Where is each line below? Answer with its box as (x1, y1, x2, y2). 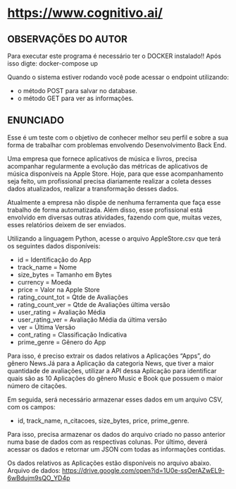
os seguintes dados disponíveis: (7, 241, 101, 250)
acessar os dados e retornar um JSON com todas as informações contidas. (7, 445, 226, 453)
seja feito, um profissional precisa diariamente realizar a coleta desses (7, 176, 212, 185)
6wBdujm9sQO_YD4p (7, 473, 70, 482)
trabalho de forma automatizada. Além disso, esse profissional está (7, 205, 203, 214)
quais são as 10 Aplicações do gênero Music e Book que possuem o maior (7, 374, 223, 382)
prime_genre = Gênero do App (17, 337, 106, 346)
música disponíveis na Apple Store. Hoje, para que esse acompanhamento (7, 169, 224, 178)
